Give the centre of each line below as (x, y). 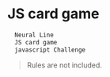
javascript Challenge (50, 50)
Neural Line (34, 35)
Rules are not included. (64, 65)
